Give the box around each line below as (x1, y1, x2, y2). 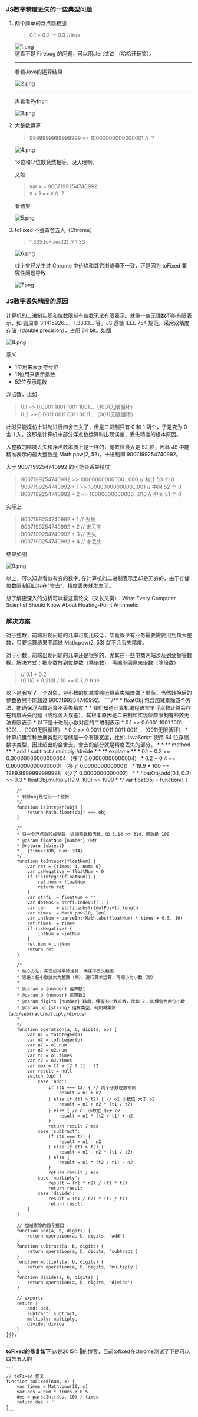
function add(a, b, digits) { (16, 1228, 91, 1234)
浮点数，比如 (6, 391, 37, 398)
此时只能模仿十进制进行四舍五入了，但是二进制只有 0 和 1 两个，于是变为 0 (6, 423, 187, 430)
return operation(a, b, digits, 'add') (27, 1233, 126, 1239)
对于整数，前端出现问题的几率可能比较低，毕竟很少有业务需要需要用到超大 (6, 632, 187, 639)
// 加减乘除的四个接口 (16, 1222, 65, 1229)
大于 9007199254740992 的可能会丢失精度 (6, 463, 110, 470)
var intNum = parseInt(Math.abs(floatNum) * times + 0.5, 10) (27, 915, 183, 921)
